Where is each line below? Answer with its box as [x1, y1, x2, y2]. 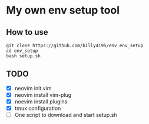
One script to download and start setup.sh [14, 112, 117, 119]
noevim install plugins [14, 98, 68, 105]
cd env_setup [6, 48, 38, 54]
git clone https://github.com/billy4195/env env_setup [6, 43, 144, 48]
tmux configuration [14, 105, 61, 112]
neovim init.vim [14, 84, 52, 92]
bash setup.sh [6, 53, 41, 59]
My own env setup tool [6, 4, 120, 17]
